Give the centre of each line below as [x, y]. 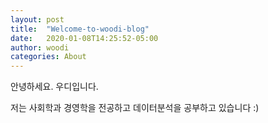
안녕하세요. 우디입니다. [54, 87]
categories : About [48, 57]
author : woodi [40, 47]
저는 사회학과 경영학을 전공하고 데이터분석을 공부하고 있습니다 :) [135, 108]
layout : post [37, 19]
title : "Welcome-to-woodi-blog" [80, 29]
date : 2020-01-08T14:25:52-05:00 [84, 38]
